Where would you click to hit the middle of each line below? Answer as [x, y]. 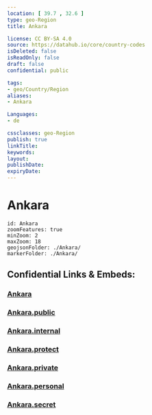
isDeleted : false [32, 51]
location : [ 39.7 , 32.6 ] [46, 13]
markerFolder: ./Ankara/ [42, 253]
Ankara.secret [31, 404]
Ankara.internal [34, 331]
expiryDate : [24, 171]
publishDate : [26, 165]
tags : [15, 83]
